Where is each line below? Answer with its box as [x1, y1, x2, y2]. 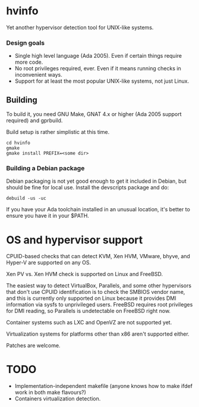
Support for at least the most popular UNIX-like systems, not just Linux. [14, 77, 189, 84]
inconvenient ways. [14, 71, 62, 79]
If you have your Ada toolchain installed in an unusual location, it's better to [6, 206, 190, 213]
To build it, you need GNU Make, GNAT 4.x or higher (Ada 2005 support [6, 111, 182, 118]
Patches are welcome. [6, 342, 61, 349]
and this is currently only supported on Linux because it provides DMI [6, 295, 176, 302]
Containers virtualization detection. [14, 395, 101, 402]
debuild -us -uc [6, 195, 46, 202]
